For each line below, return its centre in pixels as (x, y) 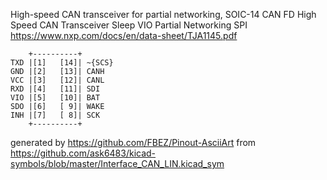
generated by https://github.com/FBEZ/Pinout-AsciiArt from (133, 142)
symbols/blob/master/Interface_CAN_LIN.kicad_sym (117, 163)
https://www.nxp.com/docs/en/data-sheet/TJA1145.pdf (124, 35)
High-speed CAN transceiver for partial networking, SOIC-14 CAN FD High (163, 14)
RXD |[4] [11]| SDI (55, 89)
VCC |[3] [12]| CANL (57, 80)
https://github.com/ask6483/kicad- (83, 153)
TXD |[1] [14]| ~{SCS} (62, 63)
